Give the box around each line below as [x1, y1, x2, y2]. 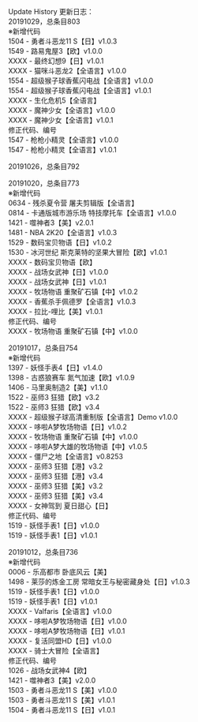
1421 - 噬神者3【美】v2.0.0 [8, 675, 96, 685]
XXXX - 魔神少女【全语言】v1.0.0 [8, 106, 116, 114]
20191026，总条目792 [8, 162, 80, 171]
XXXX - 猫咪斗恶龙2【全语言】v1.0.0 [8, 66, 127, 75]
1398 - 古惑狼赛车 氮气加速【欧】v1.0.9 [8, 373, 136, 382]
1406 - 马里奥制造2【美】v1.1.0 [8, 383, 108, 392]
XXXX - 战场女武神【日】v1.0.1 [8, 277, 106, 286]
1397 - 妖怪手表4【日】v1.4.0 [8, 363, 103, 372]
